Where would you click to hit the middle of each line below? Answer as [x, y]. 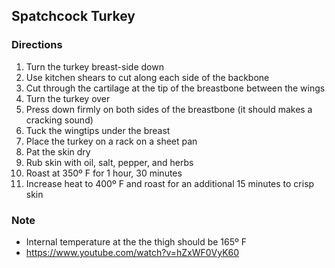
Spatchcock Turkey [73, 16]
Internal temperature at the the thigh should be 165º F [136, 241]
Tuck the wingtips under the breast [98, 130]
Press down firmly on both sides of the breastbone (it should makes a [169, 109]
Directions [37, 45]
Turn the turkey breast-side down [94, 66]
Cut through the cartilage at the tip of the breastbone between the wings [175, 88]
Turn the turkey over [68, 98]
